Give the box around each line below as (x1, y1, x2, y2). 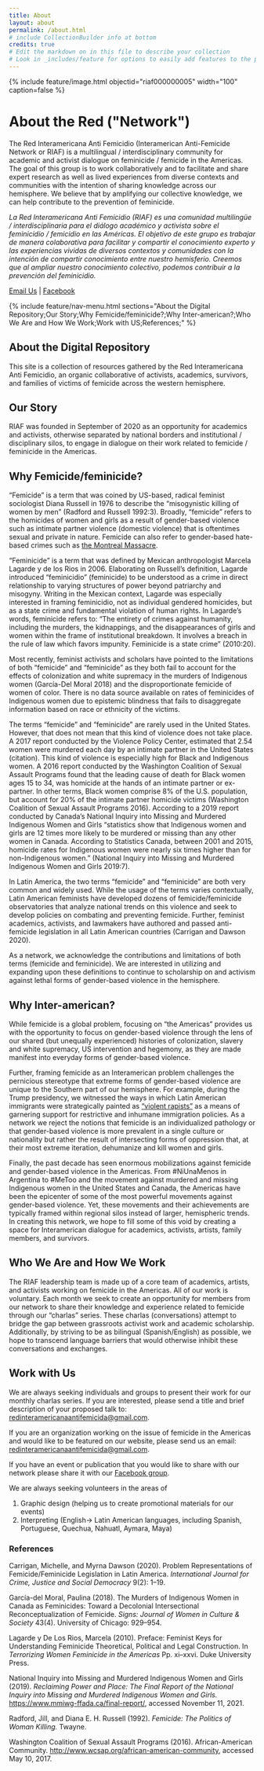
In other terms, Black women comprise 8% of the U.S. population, (35, 786, 248, 796)
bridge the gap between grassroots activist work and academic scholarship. (9, 1318, 255, 1328)
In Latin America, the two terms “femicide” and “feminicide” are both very (9, 877, 246, 886)
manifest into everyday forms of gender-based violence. (9, 1053, 191, 1062)
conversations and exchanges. (9, 1344, 108, 1353)
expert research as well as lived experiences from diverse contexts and (9, 172, 240, 181)
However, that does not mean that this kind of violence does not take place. (9, 728, 253, 738)
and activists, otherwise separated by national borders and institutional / (9, 430, 242, 440)
